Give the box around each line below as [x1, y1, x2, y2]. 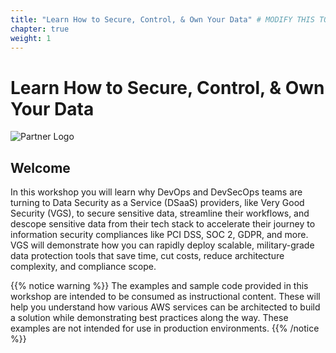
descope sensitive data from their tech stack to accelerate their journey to [10, 218, 316, 230]
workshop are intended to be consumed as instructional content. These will [10, 291, 321, 303]
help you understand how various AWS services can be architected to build [10, 301, 321, 313]
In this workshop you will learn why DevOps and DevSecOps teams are [10, 186, 303, 198]
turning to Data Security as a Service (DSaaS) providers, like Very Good [10, 197, 305, 209]
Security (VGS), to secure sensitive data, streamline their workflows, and [10, 207, 310, 220]
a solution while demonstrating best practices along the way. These [10, 312, 289, 324]
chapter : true [10, 24, 70, 34]
